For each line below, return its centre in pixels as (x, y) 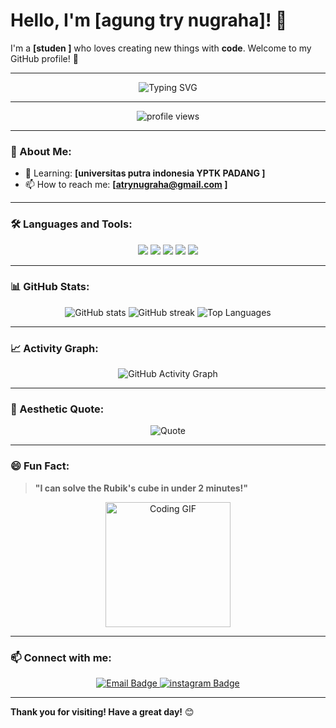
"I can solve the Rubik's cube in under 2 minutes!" (141, 488)
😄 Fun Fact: (40, 466)
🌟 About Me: (41, 151)
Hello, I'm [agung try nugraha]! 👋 (149, 20)
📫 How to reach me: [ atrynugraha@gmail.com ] (126, 185)
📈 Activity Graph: (54, 348)
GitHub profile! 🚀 (44, 58)
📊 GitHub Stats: (50, 287)
